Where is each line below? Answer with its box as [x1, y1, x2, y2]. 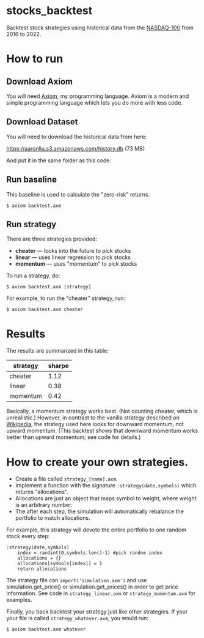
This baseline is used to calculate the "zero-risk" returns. [6, 190, 150, 198]
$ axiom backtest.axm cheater [6, 307, 84, 313]
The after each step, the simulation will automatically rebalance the [15, 508, 184, 515]
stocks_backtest [6, 4, 93, 18]
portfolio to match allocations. [15, 514, 90, 522]
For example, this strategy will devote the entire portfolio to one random [6, 526, 186, 533]
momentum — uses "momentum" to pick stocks [15, 260, 137, 268]
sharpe [48, 362, 69, 370]
